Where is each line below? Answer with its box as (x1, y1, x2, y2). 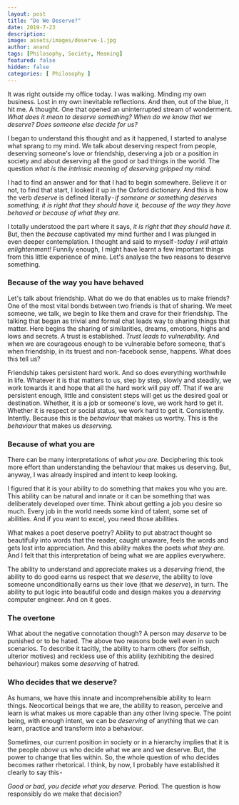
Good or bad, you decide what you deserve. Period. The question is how (7, 781, 221, 790)
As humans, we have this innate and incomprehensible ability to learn (7, 693, 211, 702)
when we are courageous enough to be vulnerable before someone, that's (7, 339, 226, 348)
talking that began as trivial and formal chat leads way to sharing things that (7, 317, 230, 325)
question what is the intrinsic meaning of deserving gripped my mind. (7, 164, 212, 173)
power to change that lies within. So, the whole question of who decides (7, 753, 220, 762)
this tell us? (7, 354, 41, 363)
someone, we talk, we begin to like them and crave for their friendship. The (7, 309, 228, 317)
